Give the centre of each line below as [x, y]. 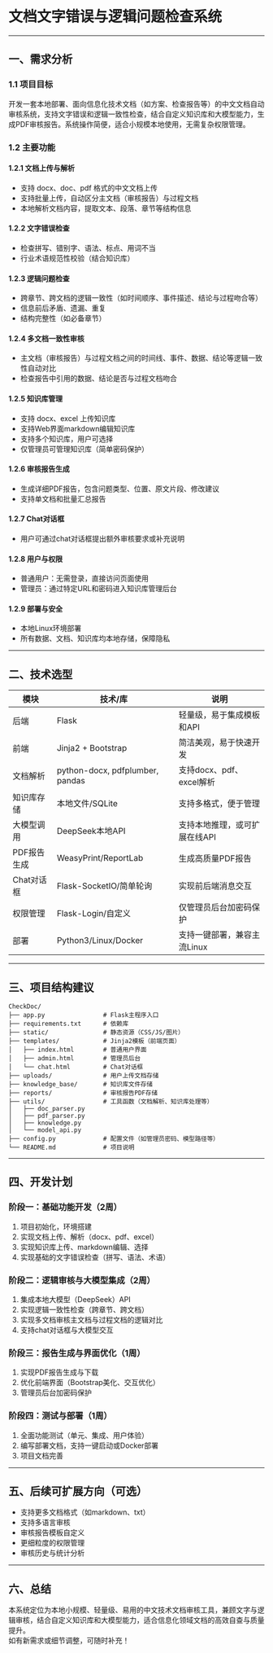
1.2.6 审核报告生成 [39, 469]
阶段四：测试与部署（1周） [60, 1416]
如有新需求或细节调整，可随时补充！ [69, 1641]
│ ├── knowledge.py [45, 1123]
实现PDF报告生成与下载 [59, 1372]
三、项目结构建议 [51, 987]
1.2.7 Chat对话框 [37, 519]
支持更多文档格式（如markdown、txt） [85, 1512]
